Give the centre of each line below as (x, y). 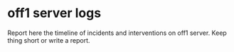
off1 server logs (54, 13)
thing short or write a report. (49, 40)
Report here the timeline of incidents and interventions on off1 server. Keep (117, 33)
